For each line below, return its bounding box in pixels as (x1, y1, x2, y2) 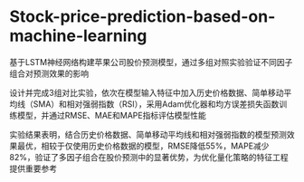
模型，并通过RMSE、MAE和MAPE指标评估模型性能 (16, 110, 206, 120)
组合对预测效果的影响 (9, 68, 89, 79)
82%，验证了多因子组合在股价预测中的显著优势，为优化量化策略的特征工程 (9, 151, 289, 162)
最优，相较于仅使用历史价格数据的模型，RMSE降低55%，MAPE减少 (16, 140, 270, 151)
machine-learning (9, 25, 147, 46)
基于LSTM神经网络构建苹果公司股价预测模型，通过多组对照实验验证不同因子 (9, 56, 293, 67)
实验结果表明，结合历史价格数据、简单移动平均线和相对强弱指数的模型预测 (9, 129, 287, 139)
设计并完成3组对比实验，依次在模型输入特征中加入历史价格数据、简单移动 (9, 87, 284, 98)
